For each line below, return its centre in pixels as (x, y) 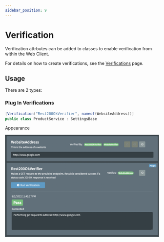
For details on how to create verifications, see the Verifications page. (74, 63)
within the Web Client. (27, 54)
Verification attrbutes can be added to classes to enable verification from (79, 48)
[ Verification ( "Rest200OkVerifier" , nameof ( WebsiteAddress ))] (70, 114)
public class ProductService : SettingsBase (51, 119)
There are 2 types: (24, 90)
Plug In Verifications (30, 103)
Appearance (18, 128)
